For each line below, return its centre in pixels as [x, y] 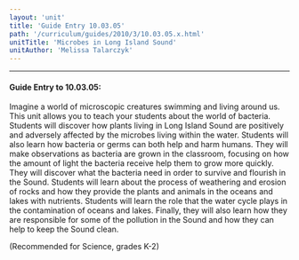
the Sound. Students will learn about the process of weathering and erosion [148, 182]
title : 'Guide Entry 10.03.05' [67, 26]
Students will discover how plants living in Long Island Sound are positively [147, 126]
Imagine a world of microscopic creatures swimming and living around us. [145, 106]
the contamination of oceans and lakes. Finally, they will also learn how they [148, 210]
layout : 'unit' [37, 17]
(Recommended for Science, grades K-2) [85, 247]
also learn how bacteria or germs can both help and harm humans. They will [149, 145]
